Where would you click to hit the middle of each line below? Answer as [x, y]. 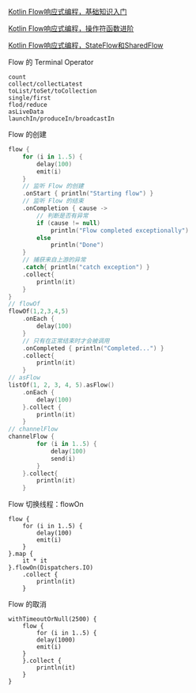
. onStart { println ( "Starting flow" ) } [88, 194]
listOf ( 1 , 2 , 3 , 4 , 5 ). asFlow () [61, 385]
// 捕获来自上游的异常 [55, 260]
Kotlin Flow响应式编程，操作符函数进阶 [71, 29]
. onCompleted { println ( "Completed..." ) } [93, 348]
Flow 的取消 [28, 604]
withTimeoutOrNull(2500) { [53, 619]
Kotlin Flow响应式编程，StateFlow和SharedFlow [86, 45]
